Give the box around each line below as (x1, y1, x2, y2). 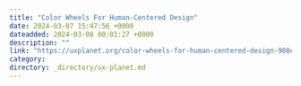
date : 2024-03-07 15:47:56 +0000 (9, 21, 134, 30)
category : (9, 55, 47, 64)
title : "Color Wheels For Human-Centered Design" (9, 13, 199, 22)
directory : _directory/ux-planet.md (9, 64, 146, 73)
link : (9, 47, 30, 56)
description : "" (9, 38, 70, 47)
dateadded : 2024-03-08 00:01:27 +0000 (9, 30, 154, 39)
